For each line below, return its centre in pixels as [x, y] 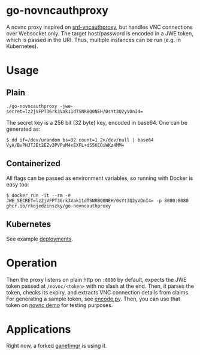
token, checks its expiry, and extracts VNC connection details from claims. [98, 292]
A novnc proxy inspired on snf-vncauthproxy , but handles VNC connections [99, 27]
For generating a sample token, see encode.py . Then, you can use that [93, 299]
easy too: [18, 184]
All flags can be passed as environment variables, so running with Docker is [100, 178]
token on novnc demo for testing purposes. [60, 305]
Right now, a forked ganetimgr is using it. [57, 346]
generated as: [23, 129]
